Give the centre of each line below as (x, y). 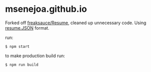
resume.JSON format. (27, 28)
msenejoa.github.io (46, 9)
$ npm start (17, 46)
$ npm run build (22, 65)
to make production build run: (35, 56)
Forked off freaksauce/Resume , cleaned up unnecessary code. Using (76, 23)
